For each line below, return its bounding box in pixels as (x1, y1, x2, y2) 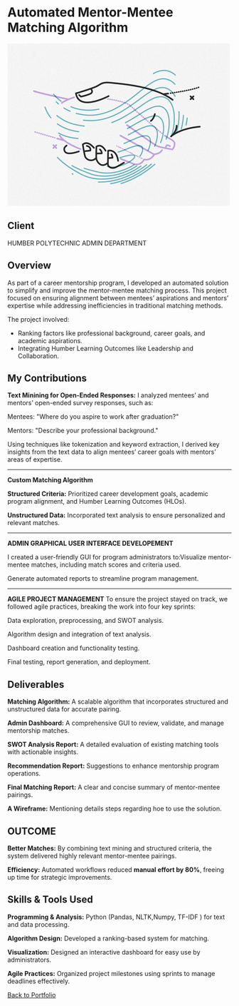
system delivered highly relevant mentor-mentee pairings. (7, 852, 177, 860)
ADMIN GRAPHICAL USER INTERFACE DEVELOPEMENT (7, 539, 174, 548)
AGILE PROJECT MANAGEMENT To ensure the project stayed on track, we (7, 595, 228, 604)
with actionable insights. (7, 748, 79, 756)
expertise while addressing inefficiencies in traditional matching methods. (7, 301, 223, 310)
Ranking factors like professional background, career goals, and (17, 329, 206, 337)
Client (7, 220, 35, 232)
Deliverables (7, 679, 65, 691)
